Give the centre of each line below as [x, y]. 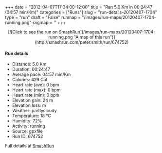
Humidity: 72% [27, 121]
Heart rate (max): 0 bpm [36, 90]
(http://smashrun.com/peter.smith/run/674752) [82, 42]
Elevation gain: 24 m [33, 100]
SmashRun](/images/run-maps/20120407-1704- [107, 32]
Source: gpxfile [27, 131]
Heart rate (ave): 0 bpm [36, 85]
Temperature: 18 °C [31, 116]
